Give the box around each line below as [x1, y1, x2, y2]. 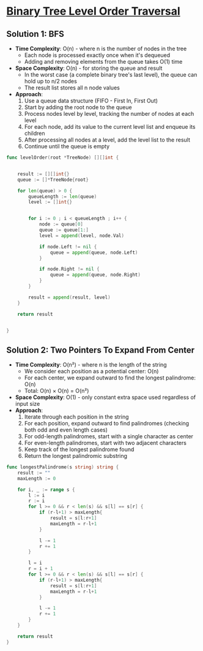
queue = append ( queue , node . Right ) [50, 272, 141, 278]
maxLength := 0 [17, 475, 56, 482]
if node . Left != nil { [39, 243, 97, 249]
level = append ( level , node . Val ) [39, 232, 124, 238]
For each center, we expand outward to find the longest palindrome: [24, 374, 196, 381]
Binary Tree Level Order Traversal [6, 4, 180, 18]
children [24, 130, 45, 137]
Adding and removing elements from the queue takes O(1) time [24, 58, 183, 65]
